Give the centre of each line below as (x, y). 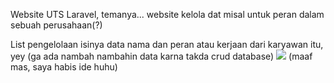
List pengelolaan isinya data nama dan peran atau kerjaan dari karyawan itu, (167, 44)
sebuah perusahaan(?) (56, 25)
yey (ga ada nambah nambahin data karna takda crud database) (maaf (161, 56)
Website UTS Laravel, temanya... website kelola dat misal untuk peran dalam (167, 14)
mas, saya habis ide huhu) (64, 67)
